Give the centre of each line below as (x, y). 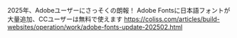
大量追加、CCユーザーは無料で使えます (65, 19)
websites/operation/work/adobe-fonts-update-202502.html (95, 27)
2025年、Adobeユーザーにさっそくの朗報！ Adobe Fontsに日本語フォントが (119, 10)
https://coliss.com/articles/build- (172, 19)
